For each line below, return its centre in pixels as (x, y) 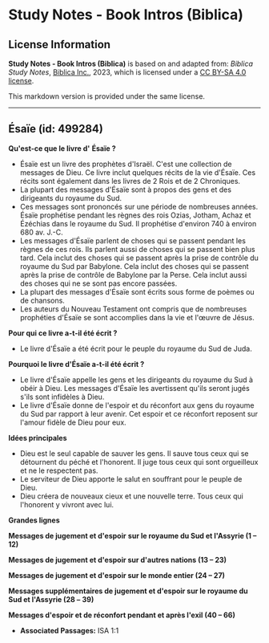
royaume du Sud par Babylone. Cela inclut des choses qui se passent (134, 266)
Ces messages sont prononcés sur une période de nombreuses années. (139, 206)
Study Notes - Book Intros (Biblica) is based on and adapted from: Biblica (131, 63)
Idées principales (38, 437)
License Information (59, 45)
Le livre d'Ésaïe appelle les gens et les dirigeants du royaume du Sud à (137, 380)
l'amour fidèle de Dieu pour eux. (73, 422)
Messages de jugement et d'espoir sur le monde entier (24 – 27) (117, 575)
